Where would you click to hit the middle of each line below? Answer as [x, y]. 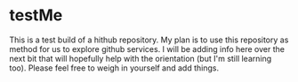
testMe [36, 15]
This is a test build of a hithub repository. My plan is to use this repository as [149, 40]
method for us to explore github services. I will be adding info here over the [147, 48]
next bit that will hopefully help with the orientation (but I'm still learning [141, 58]
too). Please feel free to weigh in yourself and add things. [114, 68]
